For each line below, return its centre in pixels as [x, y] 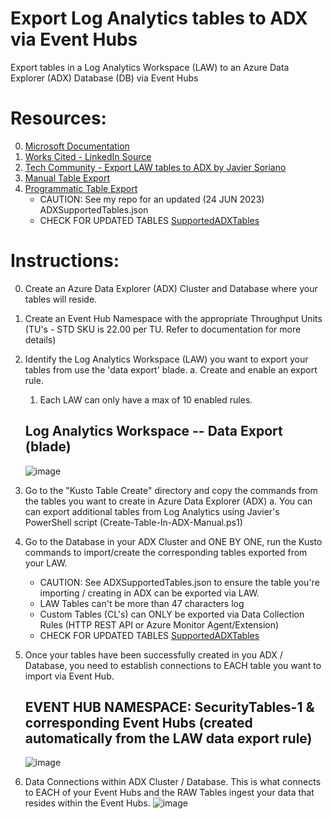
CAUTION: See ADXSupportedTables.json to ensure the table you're [179, 582]
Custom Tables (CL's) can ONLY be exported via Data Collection [172, 614]
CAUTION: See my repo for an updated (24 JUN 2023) [152, 199]
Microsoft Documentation [77, 146]
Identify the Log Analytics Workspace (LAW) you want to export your [166, 359]
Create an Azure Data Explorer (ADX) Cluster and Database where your [171, 288]
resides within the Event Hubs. [87, 803]
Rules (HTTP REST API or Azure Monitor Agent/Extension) [159, 624]
